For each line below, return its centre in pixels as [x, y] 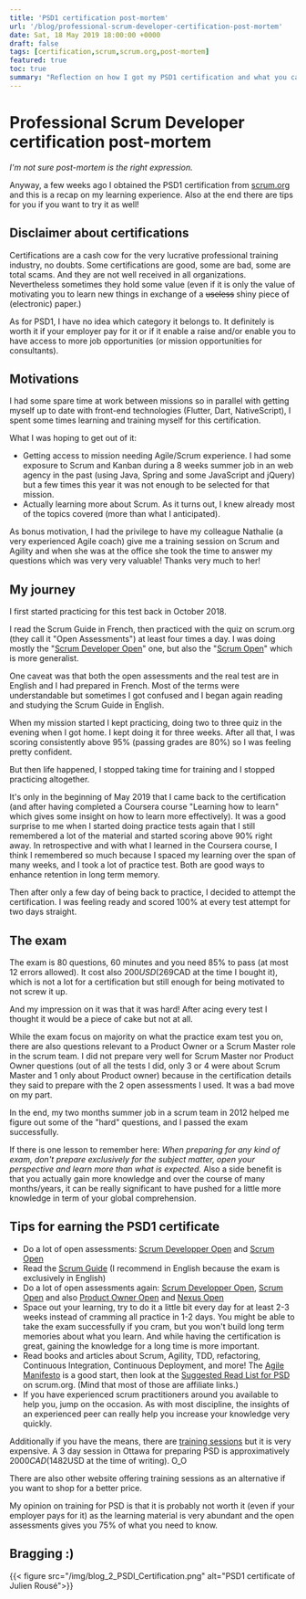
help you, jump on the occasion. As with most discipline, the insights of [156, 1404]
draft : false [34, 43]
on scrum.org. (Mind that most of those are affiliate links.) [131, 1384]
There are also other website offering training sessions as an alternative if [148, 1478]
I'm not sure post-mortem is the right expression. [101, 167]
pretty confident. [41, 752]
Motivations [44, 379]
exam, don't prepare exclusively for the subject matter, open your [132, 1159]
